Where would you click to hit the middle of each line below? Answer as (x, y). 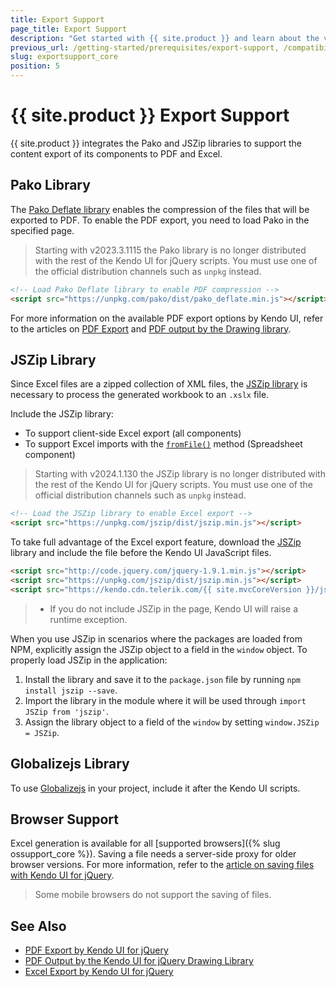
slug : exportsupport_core (64, 57)
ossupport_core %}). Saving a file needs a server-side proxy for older (153, 854)
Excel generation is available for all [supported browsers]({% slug (145, 843)
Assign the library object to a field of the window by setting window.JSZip (172, 722)
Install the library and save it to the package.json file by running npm (162, 679)
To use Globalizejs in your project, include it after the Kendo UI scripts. (155, 788)
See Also (38, 926)
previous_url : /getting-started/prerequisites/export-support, (145, 47)
